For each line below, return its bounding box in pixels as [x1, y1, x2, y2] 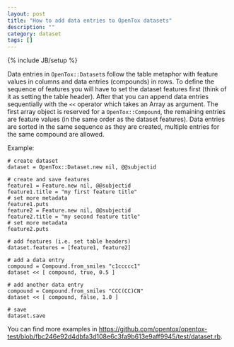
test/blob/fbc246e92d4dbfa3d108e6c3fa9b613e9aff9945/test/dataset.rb [7, 332, 221, 341]
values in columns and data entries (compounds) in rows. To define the [7, 77, 214, 86]
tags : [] [7, 37, 33, 44]
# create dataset [7, 157, 59, 165]
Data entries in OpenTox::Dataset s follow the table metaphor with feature [7, 70, 218, 79]
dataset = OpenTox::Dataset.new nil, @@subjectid [7, 164, 157, 171]
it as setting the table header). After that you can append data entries [7, 93, 209, 101]
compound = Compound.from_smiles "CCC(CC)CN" [7, 288, 144, 295]
